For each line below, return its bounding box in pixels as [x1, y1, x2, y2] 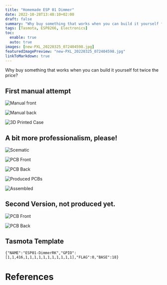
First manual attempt [5, 87, 71, 95]
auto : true [9, 40, 32, 45]
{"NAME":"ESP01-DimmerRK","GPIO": [5, 250, 77, 255]
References [5, 271, 54, 283]
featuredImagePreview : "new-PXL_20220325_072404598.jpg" [5, 49, 126, 54]
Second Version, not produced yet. [5, 200, 116, 208]
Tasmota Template [5, 237, 64, 246]
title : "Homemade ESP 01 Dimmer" [5, 7, 75, 12]
